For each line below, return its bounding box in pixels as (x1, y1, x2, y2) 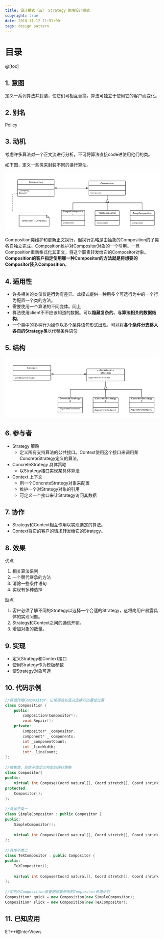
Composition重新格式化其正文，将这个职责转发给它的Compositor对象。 (5, 249, 149, 255)
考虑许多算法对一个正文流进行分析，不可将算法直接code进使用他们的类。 (5, 151, 153, 157)
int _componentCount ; (23, 739, 67, 744)
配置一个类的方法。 (16, 297, 55, 303)
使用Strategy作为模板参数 (12, 662, 64, 668)
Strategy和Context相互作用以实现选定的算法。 (12, 522, 106, 528)
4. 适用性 (5, 277, 32, 285)
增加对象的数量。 (12, 626, 47, 632)
